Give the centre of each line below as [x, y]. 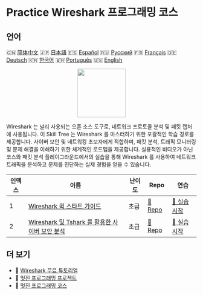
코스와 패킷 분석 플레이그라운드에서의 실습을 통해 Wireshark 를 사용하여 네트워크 [101, 157]
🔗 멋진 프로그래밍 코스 [41, 285]
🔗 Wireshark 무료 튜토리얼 [47, 270]
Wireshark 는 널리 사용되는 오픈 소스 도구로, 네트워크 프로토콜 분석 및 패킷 [94, 127]
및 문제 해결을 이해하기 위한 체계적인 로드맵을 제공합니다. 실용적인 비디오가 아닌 [100, 149]
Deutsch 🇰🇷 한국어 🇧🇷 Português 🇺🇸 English [64, 60]
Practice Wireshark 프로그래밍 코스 [92, 12]
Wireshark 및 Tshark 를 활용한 [69, 222]
